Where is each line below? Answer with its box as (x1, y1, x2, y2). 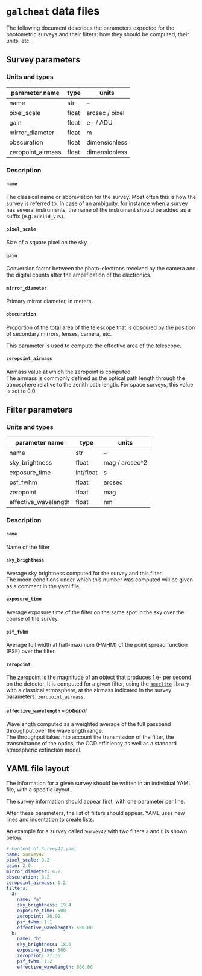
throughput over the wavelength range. (6, 727, 104, 734)
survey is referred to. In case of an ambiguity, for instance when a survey (6, 200, 188, 207)
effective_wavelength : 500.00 (17, 925, 93, 931)
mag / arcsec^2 (103, 459, 148, 467)
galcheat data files (6, 4, 100, 18)
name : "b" (17, 936, 42, 942)
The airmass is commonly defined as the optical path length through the (6, 374, 186, 382)
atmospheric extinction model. (6, 746, 82, 753)
